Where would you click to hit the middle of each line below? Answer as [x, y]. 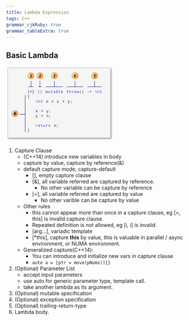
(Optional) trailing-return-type [50, 306]
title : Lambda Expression [37, 12]
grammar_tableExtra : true [37, 31]
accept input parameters [53, 275]
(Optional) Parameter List [45, 268]
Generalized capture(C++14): [58, 250]
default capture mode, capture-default [69, 169]
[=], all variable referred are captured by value [87, 194]
